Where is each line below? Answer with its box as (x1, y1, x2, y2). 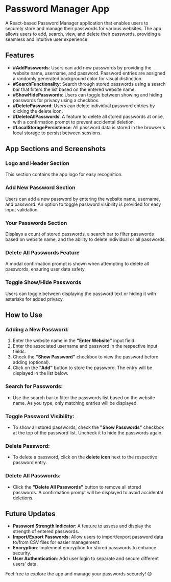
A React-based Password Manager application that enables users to (5, 20, 149, 26)
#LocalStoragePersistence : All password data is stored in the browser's (12, 124, 165, 130)
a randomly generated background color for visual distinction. (12, 75, 143, 82)
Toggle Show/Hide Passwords (5, 279, 82, 286)
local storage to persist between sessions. (12, 130, 102, 136)
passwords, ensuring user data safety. (5, 266, 86, 272)
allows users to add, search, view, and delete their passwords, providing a (5, 31, 161, 37)
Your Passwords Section (5, 219, 67, 226)
